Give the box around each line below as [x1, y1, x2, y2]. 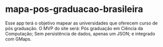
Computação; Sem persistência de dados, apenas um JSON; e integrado [5, 30, 155, 36]
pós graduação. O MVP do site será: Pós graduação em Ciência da [5, 25, 143, 31]
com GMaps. [5, 36, 32, 42]
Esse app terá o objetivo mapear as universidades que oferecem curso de [5, 20, 158, 26]
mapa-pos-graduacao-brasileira [5, 3, 143, 15]
